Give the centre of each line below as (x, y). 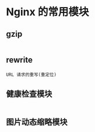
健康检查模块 (29, 94)
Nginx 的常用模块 (47, 12)
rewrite (20, 60)
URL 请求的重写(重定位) (31, 74)
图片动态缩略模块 (37, 122)
